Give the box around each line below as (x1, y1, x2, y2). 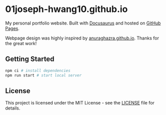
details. (5, 105, 21, 111)
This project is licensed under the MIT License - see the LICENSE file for (5, 100, 154, 106)
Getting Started (5, 55, 55, 63)
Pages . (5, 25, 20, 31)
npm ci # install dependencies (5, 68, 71, 73)
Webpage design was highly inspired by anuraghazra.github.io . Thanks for (5, 35, 159, 41)
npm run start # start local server (5, 72, 82, 78)
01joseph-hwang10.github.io (5, 3, 128, 15)
